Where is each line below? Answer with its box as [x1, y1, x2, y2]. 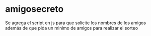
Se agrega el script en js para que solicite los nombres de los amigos [5, 20, 146, 26]
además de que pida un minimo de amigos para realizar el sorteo [5, 25, 138, 31]
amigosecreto [5, 3, 64, 15]
